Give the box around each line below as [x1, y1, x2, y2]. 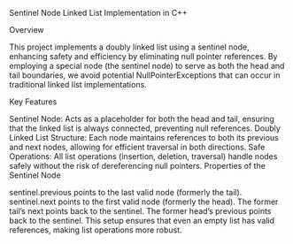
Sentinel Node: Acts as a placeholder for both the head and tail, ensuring [9, 114, 274, 124]
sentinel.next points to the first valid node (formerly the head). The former [9, 196, 279, 207]
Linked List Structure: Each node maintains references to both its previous [9, 133, 279, 142]
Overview [9, 25, 44, 34]
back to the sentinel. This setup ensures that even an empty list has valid [9, 216, 275, 225]
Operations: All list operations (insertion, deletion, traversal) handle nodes [9, 151, 278, 162]
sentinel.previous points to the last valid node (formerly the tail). [9, 187, 243, 197]
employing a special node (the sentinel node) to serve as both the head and [9, 61, 285, 71]
